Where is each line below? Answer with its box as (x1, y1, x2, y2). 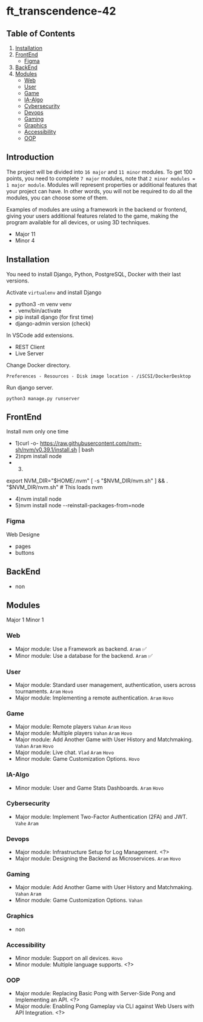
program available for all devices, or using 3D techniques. (6, 218, 150, 225)
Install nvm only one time (6, 428, 68, 435)
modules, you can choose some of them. (6, 194, 108, 201)
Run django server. (6, 384, 53, 391)
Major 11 (15, 230, 36, 238)
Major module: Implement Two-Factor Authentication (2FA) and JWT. (15, 813, 188, 820)
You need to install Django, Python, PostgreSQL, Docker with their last (6, 270, 181, 278)
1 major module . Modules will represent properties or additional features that (6, 181, 197, 189)
